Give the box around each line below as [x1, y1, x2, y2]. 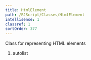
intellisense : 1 [5, 17, 39, 22]
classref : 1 [5, 21, 30, 27]
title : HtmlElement [5, 7, 47, 13]
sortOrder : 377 [5, 26, 37, 32]
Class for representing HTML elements [5, 40, 86, 46]
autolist [12, 50, 28, 56]
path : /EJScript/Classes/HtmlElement [5, 12, 85, 17]
